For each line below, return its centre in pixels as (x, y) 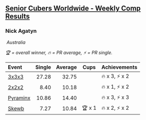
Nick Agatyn (21, 31)
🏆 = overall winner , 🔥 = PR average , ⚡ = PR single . (59, 52)
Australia (16, 42)
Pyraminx (19, 98)
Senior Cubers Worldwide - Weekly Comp (73, 8)
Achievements (119, 67)
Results (18, 17)
